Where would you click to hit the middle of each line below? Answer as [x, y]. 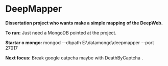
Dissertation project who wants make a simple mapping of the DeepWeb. [84, 23]
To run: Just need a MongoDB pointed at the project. [61, 32]
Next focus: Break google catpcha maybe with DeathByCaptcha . [74, 58]
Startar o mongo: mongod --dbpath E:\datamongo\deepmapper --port [80, 42]
